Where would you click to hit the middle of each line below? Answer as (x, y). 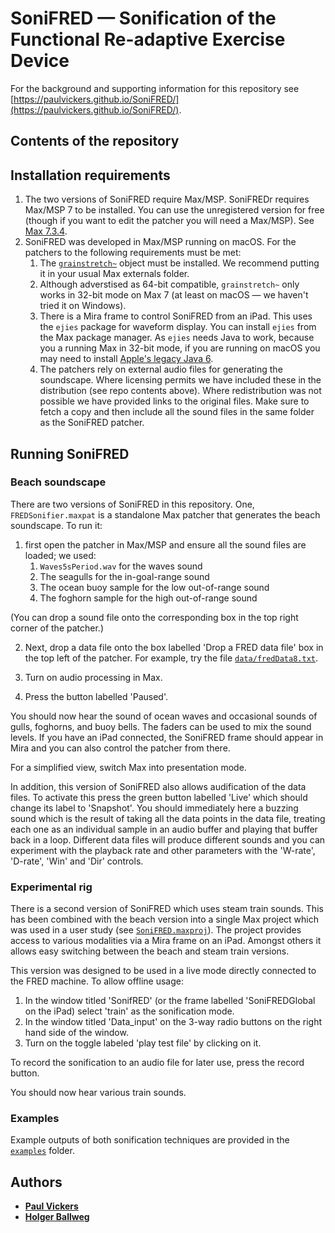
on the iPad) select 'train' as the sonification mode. (129, 1011)
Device (40, 61)
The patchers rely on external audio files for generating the (161, 369)
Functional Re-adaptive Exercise (148, 39)
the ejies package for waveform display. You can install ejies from (178, 327)
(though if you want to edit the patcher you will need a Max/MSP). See (169, 221)
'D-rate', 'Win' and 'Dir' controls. (77, 861)
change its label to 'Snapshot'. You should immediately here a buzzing (154, 808)
